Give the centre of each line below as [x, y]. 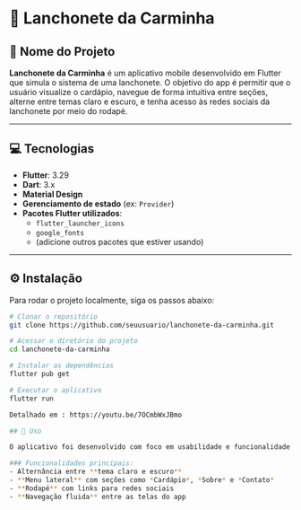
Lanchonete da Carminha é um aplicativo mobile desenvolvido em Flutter [146, 73]
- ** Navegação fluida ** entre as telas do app [98, 497]
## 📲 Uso [26, 431]
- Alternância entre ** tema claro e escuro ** [95, 472]
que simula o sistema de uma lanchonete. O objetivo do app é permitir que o [150, 83]
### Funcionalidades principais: [72, 463]
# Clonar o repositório [54, 317]
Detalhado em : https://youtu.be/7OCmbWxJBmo [95, 415]
